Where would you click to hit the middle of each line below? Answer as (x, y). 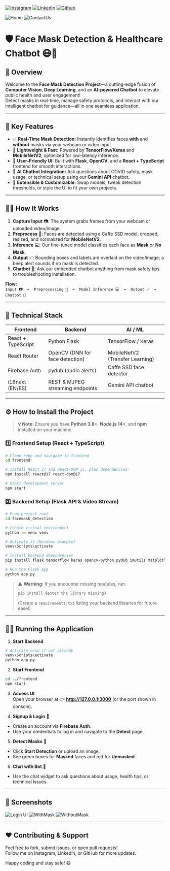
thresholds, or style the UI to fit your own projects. (65, 187)
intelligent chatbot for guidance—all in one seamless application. (73, 106)
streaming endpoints (73, 389)
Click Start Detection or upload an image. (56, 751)
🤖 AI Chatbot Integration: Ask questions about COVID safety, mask (83, 171)
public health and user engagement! (43, 95)
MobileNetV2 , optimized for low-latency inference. (66, 155)
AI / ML (135, 330)
